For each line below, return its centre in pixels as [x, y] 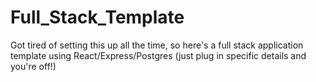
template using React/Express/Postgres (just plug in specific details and [158, 55]
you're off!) [33, 66]
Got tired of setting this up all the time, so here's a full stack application [157, 45]
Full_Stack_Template [97, 17]
